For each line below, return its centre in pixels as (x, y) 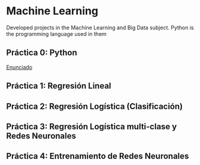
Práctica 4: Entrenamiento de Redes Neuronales (98, 156)
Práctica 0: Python (42, 53)
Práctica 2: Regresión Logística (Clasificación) (95, 106)
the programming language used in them (56, 33)
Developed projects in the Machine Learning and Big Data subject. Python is (100, 27)
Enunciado (19, 67)
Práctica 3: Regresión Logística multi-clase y (92, 126)
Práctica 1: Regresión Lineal (59, 86)
